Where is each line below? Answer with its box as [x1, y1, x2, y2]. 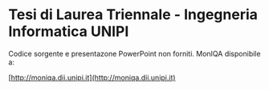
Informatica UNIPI [8, 22, 129, 41]
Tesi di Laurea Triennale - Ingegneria [8, 6, 259, 24]
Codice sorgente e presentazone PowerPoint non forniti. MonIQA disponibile [8, 49, 261, 58]
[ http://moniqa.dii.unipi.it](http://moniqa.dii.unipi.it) [8, 72, 176, 82]
